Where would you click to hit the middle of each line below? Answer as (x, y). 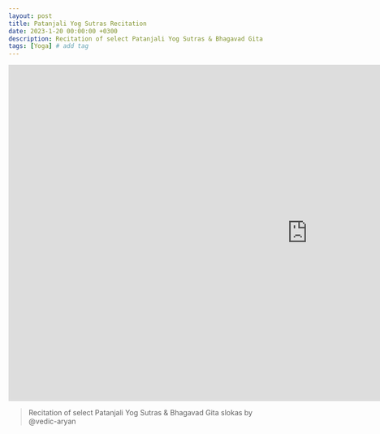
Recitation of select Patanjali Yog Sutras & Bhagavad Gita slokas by (140, 413)
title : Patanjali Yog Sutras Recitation (78, 24)
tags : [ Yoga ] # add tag (49, 46)
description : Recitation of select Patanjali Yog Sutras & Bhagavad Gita (136, 39)
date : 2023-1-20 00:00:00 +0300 (63, 31)
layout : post (30, 16)
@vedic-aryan (52, 421)
